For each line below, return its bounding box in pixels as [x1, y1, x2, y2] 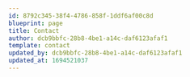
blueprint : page [8, 19, 63, 27]
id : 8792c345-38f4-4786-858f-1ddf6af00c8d [8, 11, 154, 20]
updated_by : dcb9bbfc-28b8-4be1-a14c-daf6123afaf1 [8, 49, 183, 57]
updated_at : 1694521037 [8, 57, 89, 65]
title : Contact [8, 26, 60, 34]
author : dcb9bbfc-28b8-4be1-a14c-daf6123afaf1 [8, 34, 168, 43]
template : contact [8, 42, 70, 50]
